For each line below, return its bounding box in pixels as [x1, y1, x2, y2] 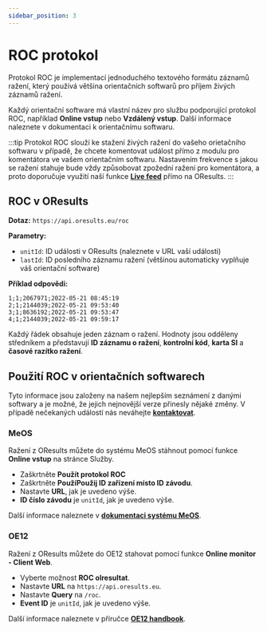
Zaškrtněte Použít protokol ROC [19, 470, 126, 479]
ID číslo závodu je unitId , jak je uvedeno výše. [19, 495, 175, 505]
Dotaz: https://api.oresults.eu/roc [8, 216, 129, 225]
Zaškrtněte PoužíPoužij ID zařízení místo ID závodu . [19, 478, 193, 488]
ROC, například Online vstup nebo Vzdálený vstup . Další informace [8, 113, 232, 123]
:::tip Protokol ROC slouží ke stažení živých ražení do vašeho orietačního [8, 137, 246, 147]
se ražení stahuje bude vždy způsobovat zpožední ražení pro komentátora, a [8, 163, 260, 173]
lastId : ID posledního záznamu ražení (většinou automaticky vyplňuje [19, 255, 249, 264]
